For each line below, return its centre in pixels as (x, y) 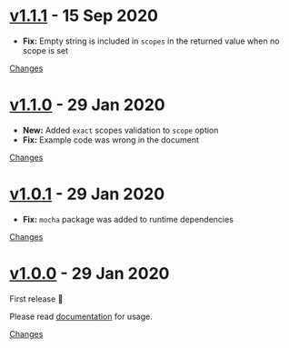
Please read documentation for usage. (81, 316)
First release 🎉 (36, 298)
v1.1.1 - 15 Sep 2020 (84, 16)
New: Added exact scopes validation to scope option (120, 130)
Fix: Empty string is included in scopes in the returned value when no (151, 41)
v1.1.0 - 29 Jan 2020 (87, 105)
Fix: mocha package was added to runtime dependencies (128, 219)
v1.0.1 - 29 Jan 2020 (87, 194)
